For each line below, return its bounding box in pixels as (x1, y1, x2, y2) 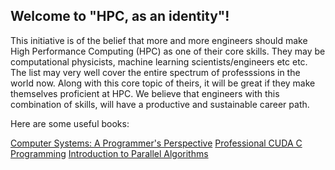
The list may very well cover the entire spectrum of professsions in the (10, 66, 301, 78)
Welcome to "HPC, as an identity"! (10, 8, 230, 25)
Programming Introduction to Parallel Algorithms (10, 147, 209, 159)
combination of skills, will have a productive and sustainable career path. (10, 98, 310, 110)
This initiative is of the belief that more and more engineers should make (10, 34, 308, 46)
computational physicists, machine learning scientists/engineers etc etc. (10, 55, 308, 68)
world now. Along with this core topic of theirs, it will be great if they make (10, 77, 316, 89)
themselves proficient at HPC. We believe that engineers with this (10, 87, 280, 99)
